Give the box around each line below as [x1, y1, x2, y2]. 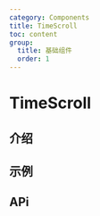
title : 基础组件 [17, 46, 73, 55]
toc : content [9, 29, 58, 38]
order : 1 [17, 54, 50, 63]
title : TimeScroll [9, 21, 78, 30]
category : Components [9, 12, 90, 22]
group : [9, 37, 34, 47]
